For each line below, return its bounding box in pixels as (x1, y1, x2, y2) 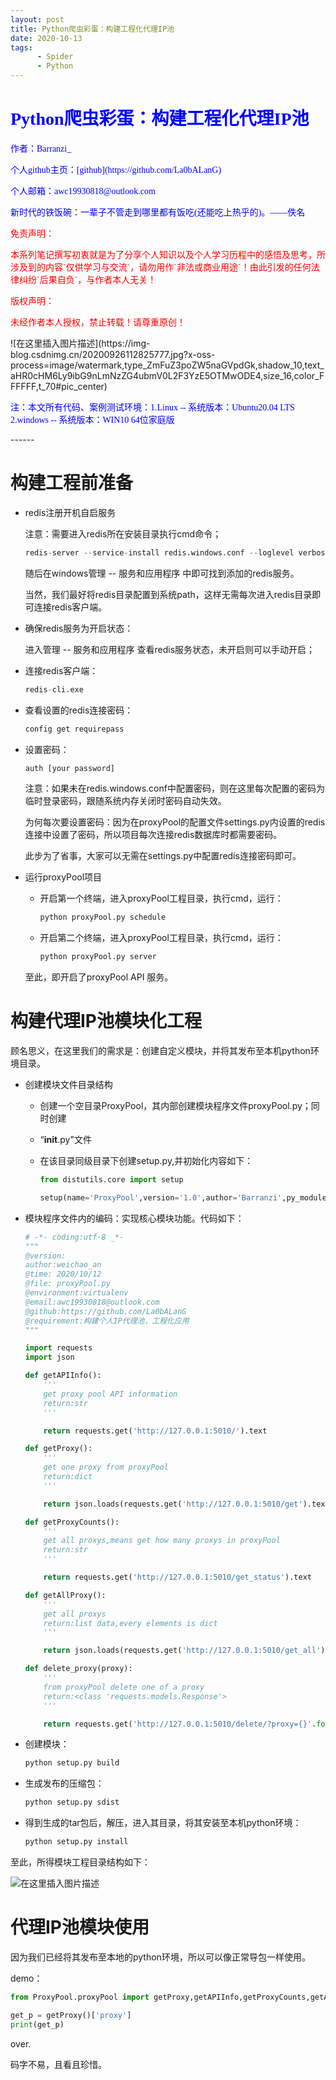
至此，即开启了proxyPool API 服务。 (24, 971, 174, 983)
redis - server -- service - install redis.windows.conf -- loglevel (24, 547, 295, 558)
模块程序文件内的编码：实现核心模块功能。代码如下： (24, 1212, 245, 1224)
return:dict (43, 1472, 93, 1482)
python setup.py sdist (24, 1797, 120, 1808)
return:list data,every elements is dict (43, 1618, 218, 1628)
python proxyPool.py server (39, 952, 157, 962)
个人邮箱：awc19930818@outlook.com (10, 186, 156, 196)
